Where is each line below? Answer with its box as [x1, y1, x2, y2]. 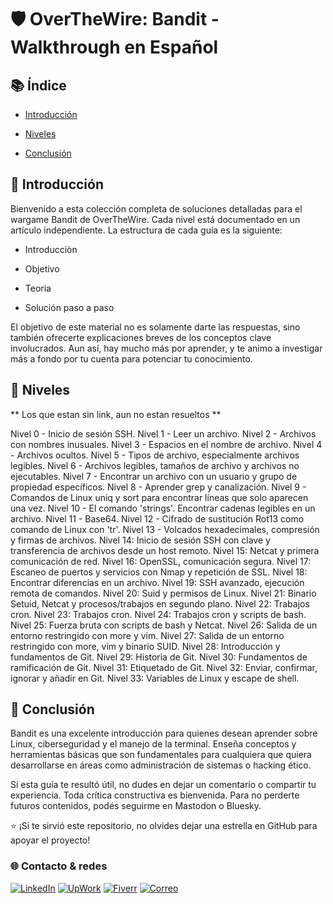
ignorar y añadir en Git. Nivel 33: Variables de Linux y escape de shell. [10, 672, 300, 684]
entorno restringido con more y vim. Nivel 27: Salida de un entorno [10, 629, 285, 641]
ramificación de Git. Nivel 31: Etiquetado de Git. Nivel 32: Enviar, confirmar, [10, 661, 318, 673]
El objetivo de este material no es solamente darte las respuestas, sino [10, 321, 301, 333]
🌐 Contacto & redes [10, 859, 108, 873]
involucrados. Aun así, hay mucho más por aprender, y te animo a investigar [10, 342, 323, 354]
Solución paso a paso [24, 301, 115, 313]
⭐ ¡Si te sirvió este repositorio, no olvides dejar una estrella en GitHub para [10, 820, 318, 832]
